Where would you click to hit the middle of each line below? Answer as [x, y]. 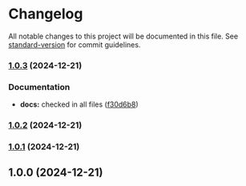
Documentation [39, 87]
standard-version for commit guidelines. [75, 44]
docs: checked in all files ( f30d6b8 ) [79, 104]
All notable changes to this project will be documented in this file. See [123, 36]
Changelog [46, 14]
